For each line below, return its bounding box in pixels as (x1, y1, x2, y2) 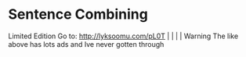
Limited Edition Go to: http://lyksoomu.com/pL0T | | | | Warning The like (8, 31, 239, 41)
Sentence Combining (8, 5, 149, 23)
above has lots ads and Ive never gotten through (8, 39, 165, 48)
